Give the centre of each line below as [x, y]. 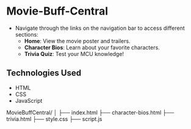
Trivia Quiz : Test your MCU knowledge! [74, 54]
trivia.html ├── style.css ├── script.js [54, 119]
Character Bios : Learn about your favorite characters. [92, 47]
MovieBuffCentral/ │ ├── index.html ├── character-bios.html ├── [90, 112]
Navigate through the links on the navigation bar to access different [100, 28]
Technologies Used [44, 73]
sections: [27, 34]
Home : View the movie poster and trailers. [77, 41]
